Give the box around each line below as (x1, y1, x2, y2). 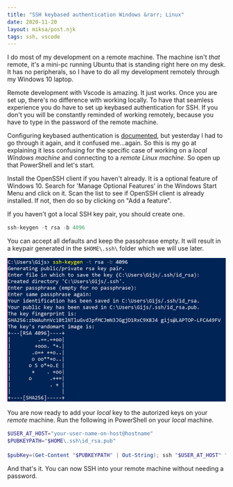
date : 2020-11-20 (7, 18, 58, 26)
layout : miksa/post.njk (7, 26, 76, 33)
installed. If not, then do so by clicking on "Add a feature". (7, 196, 172, 205)
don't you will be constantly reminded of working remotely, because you (7, 111, 214, 119)
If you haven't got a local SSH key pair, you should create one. (7, 210, 185, 219)
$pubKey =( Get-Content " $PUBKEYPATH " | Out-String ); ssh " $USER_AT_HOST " (7, 452, 222, 459)
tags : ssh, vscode (7, 33, 60, 40)
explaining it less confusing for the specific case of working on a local (7, 146, 207, 155)
